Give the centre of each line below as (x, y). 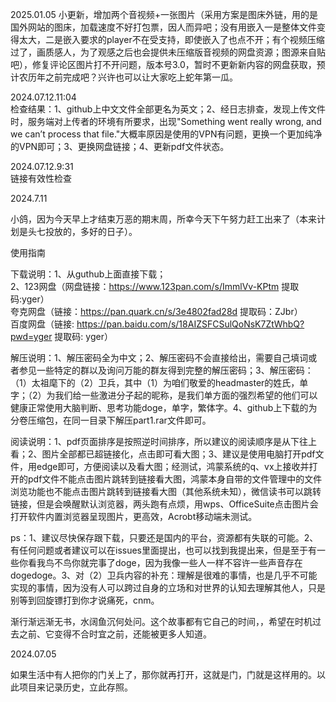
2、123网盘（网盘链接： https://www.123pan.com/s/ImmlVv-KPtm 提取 (155, 286)
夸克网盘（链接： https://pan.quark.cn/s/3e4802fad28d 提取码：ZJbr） (156, 311)
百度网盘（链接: (42, 324)
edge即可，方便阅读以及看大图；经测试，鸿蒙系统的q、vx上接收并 (173, 466)
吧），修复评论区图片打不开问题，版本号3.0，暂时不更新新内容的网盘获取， (163, 64)
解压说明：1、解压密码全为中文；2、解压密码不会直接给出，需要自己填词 (159, 357)
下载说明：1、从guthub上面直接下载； (88, 274)
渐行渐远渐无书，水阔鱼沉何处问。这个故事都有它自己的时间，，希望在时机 (161, 621)
